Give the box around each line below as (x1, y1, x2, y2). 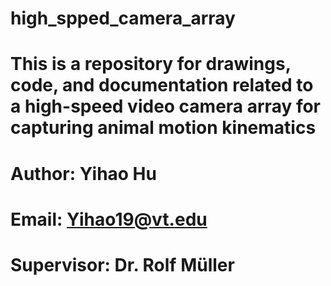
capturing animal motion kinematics (10, 117, 317, 139)
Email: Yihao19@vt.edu (10, 208, 208, 231)
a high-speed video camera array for (10, 95, 322, 118)
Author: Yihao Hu (10, 162, 157, 185)
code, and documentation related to (10, 74, 314, 97)
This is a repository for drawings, (10, 53, 292, 76)
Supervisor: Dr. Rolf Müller (10, 253, 235, 276)
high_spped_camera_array (10, 7, 236, 30)
